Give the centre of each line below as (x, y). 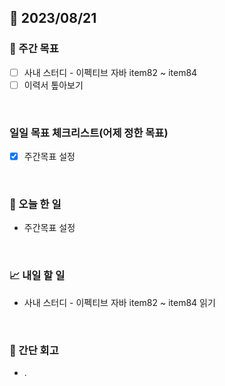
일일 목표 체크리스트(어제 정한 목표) (89, 133)
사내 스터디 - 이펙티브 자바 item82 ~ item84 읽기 (119, 302)
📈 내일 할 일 (37, 276)
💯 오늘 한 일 (35, 204)
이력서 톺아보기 (53, 85)
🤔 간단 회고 (34, 350)
